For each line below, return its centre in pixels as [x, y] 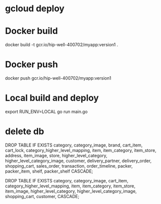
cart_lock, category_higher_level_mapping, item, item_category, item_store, [81, 150]
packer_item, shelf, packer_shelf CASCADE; [49, 171]
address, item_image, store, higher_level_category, [56, 155]
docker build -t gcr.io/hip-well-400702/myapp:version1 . [62, 45]
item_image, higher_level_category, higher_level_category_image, [71, 191]
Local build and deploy [52, 98]
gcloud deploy [35, 9]
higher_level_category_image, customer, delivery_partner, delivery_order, [78, 161]
